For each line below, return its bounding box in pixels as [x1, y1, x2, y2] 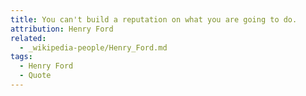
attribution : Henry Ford [10, 24, 114, 34]
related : [10, 33, 47, 43]
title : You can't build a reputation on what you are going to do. [10, 14, 298, 25]
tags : [10, 52, 33, 62]
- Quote [19, 71, 52, 81]
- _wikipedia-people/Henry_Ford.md [19, 42, 168, 53]
